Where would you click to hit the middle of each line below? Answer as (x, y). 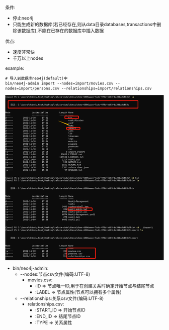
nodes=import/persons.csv (32, 88)
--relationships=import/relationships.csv (106, 88)
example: (15, 68)
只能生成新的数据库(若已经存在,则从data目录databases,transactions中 (84, 24)
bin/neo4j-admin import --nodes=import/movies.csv (59, 83)
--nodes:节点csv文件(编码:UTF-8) (55, 274)
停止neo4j (23, 18)
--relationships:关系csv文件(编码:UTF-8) (62, 298)
